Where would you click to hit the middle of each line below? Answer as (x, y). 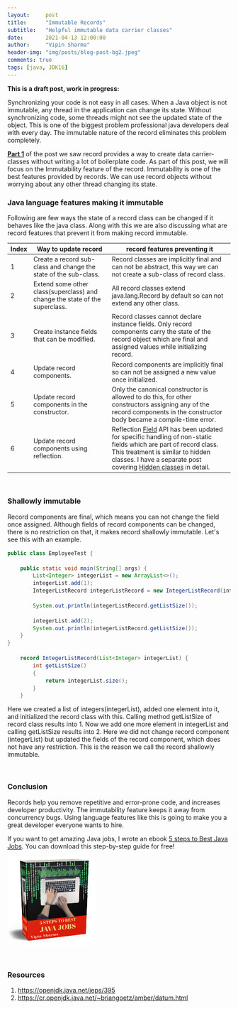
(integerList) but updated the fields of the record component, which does (114, 740)
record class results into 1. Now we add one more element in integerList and (118, 724)
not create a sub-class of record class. (168, 274)
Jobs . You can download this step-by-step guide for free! (91, 846)
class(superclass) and (65, 292)
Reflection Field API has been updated (167, 429)
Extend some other (61, 284)
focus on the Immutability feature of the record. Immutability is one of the (114, 169)
